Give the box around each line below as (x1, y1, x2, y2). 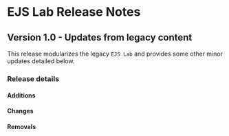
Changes (7, 107, 34, 115)
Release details (7, 73, 60, 83)
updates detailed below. (7, 57, 75, 65)
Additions (7, 91, 36, 100)
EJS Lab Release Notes (7, 4, 141, 20)
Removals (7, 122, 36, 131)
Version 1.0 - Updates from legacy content (7, 32, 193, 43)
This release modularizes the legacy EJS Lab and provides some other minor (7, 49, 223, 58)
